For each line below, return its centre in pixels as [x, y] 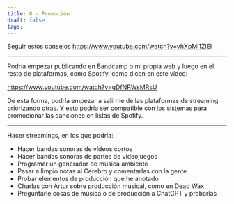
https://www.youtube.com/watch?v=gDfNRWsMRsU [82, 87]
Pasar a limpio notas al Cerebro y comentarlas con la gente [102, 171]
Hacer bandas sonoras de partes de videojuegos [87, 157]
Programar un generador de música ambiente [83, 164]
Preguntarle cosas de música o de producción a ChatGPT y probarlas [117, 194]
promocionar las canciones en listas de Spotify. [75, 116]
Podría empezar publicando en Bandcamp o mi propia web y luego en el [111, 66]
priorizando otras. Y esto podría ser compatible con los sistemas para [107, 108]
